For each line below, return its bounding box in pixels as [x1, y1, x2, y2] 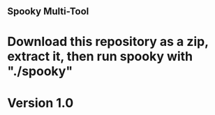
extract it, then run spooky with [7, 48, 193, 64]
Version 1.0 [7, 95, 74, 111]
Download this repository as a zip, [7, 33, 209, 49]
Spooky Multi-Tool [7, 6, 89, 17]
